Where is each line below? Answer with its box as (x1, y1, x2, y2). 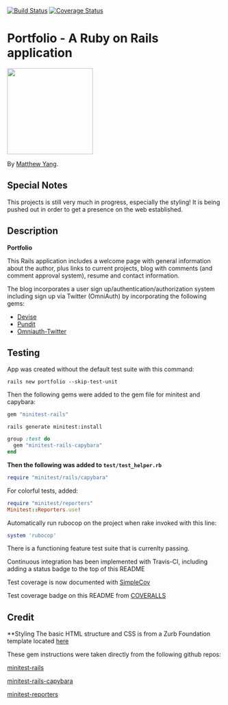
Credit (7, 612, 34, 623)
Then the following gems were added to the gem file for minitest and (7, 390, 201, 399)
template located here (7, 637, 69, 645)
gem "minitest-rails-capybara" (13, 442, 103, 449)
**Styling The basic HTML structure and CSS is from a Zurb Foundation (7, 629, 211, 638)
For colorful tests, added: (7, 486, 79, 495)
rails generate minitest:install (7, 423, 103, 431)
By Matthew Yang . (7, 159, 59, 168)
